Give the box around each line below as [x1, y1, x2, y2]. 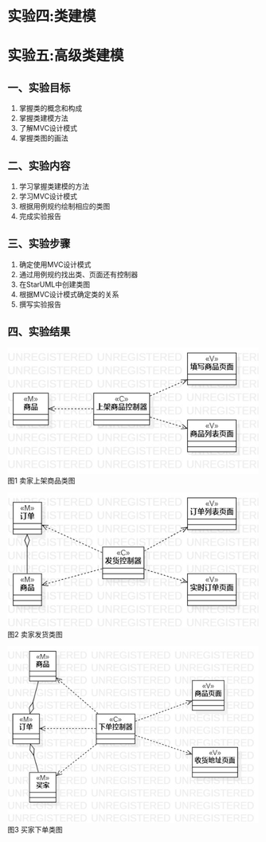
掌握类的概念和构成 [18, 104, 83, 113]
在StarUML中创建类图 [18, 280, 91, 289]
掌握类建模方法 [18, 113, 68, 123]
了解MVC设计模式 [18, 123, 77, 133]
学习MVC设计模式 [18, 192, 77, 201]
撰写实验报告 [18, 300, 61, 309]
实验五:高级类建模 [7, 47, 124, 65]
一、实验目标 [7, 80, 71, 94]
